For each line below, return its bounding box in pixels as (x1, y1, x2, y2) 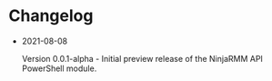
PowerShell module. (21, 63, 97, 74)
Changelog (8, 5, 94, 26)
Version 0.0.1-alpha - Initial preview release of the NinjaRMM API (21, 53, 263, 64)
